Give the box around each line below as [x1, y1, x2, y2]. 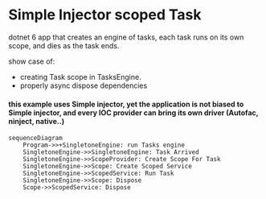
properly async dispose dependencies [19, 81, 148, 90]
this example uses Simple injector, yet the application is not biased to [8, 99, 244, 109]
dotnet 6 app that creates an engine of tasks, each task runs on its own [8, 32, 244, 42]
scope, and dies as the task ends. [8, 40, 120, 50]
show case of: [8, 56, 55, 66]
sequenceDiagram [8, 135, 63, 143]
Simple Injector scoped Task [8, 6, 203, 24]
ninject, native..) [8, 116, 65, 126]
